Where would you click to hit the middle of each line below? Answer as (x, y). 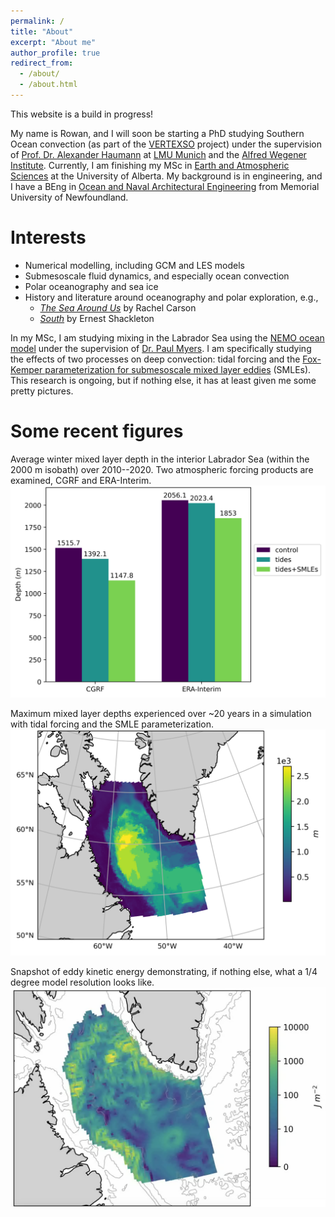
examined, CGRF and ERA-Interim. (81, 480)
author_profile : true (55, 53)
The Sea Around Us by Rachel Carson (118, 307)
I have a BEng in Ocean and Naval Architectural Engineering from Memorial (165, 186)
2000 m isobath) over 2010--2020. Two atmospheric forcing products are (162, 469)
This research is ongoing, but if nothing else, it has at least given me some (163, 380)
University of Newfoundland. (69, 197)
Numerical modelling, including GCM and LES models (134, 265)
